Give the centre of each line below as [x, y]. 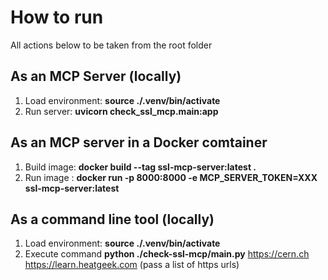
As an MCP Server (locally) [96, 76]
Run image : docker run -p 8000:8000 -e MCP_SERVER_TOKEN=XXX [171, 177]
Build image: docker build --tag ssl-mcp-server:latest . [140, 167]
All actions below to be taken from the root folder [111, 45]
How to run [57, 17]
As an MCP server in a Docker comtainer [139, 142]
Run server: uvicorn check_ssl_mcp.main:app [121, 111]
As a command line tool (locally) [112, 219]
